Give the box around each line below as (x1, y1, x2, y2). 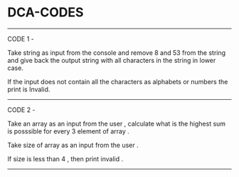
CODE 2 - (7, 105, 36, 114)
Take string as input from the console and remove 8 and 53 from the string (7, 48, 226, 57)
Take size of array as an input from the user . (7, 141, 139, 149)
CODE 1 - (7, 34, 34, 43)
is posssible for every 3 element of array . (7, 126, 129, 136)
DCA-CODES (7, 4, 84, 21)
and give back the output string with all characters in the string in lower (7, 56, 216, 64)
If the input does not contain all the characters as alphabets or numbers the (7, 77, 228, 86)
